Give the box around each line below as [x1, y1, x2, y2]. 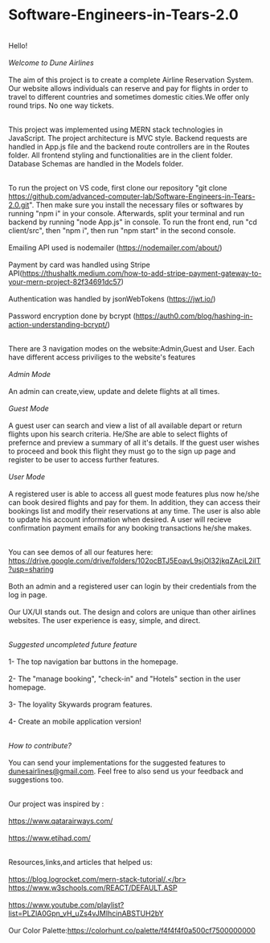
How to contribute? [8, 740, 72, 750]
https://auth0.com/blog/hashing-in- [135, 311, 253, 321]
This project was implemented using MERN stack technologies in [8, 125, 223, 134]
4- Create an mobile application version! [8, 716, 142, 726]
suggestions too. [8, 774, 64, 785]
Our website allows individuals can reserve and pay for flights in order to [8, 83, 249, 93]
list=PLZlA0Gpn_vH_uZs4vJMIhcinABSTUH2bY [8, 908, 164, 918]
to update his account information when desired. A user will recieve [8, 515, 231, 524]
